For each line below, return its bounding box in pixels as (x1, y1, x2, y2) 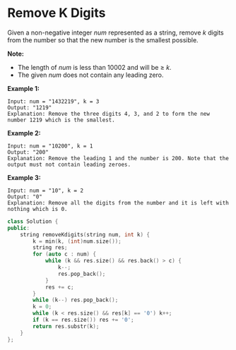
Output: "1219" (7, 104, 52, 111)
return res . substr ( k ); (33, 322, 100, 330)
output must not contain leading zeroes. (7, 161, 131, 168)
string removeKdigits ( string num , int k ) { (20, 231, 151, 238)
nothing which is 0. (7, 205, 69, 212)
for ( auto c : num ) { (33, 251, 97, 258)
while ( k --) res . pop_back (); (33, 296, 119, 304)
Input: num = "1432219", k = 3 (7, 97, 100, 105)
